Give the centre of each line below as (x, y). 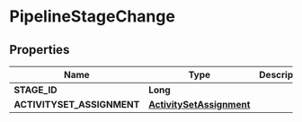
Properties (40, 50)
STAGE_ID (36, 90)
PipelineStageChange (92, 17)
